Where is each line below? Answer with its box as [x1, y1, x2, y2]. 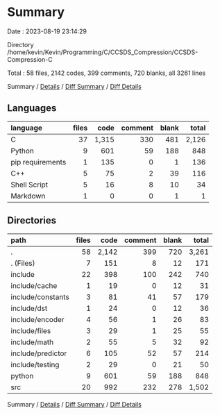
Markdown [10, 191, 46, 201]
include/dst [10, 303, 48, 313]
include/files [10, 325, 51, 335]
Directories [7, 214, 57, 226]
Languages [7, 102, 57, 115]
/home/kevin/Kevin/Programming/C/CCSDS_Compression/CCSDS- [7, 48, 198, 56]
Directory [7, 40, 34, 49]
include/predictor [10, 348, 67, 358]
